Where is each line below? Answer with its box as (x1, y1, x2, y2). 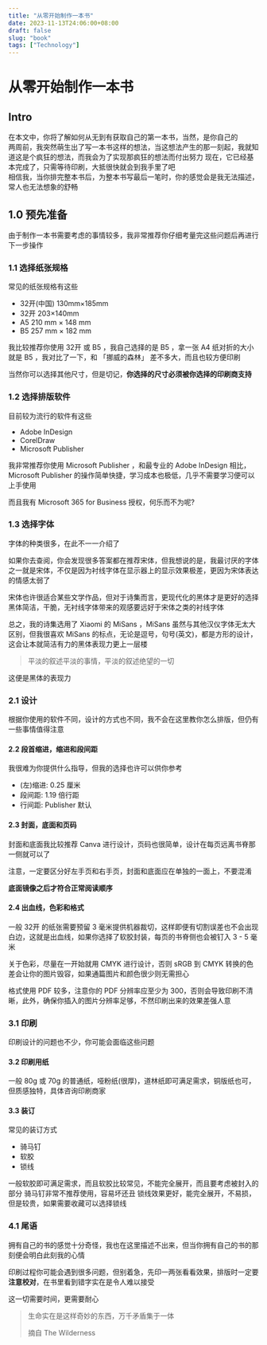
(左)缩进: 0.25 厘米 (19, 780, 81, 790)
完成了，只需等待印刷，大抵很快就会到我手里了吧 (14, 163, 176, 172)
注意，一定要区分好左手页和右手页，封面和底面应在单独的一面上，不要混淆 (8, 866, 252, 876)
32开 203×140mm (19, 308, 79, 319)
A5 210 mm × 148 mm (19, 318, 91, 327)
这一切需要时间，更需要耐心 (8, 1294, 99, 1304)
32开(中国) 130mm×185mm (19, 299, 109, 308)
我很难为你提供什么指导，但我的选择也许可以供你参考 (8, 763, 183, 773)
